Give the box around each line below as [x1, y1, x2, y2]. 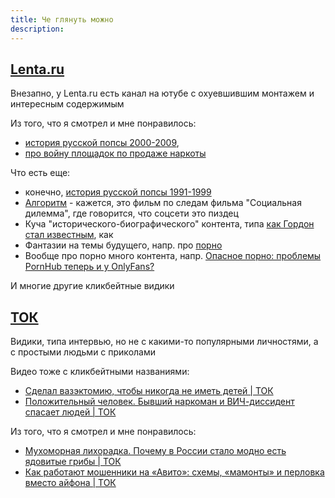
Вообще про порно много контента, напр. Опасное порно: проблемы [24, 250, 322, 262]
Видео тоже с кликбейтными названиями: [10, 366, 190, 378]
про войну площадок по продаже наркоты [24, 147, 207, 160]
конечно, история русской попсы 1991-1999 [24, 186, 212, 198]
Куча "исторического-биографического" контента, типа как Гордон [24, 218, 315, 230]
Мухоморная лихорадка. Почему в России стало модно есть [24, 445, 287, 457]
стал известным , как [24, 229, 114, 241]
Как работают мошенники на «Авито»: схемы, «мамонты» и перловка [24, 466, 325, 478]
